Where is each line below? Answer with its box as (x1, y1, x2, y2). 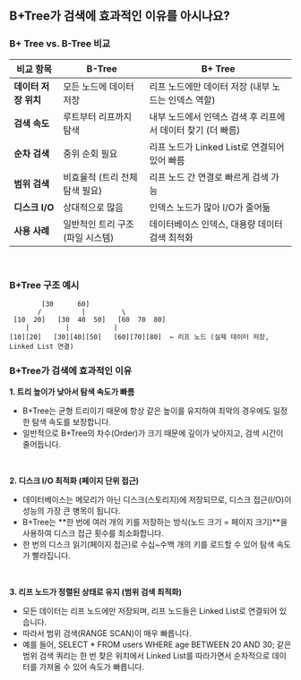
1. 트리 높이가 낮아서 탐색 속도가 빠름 (9, 387, 135, 397)
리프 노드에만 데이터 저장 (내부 (149, 80, 271, 92)
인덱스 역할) (168, 93, 216, 106)
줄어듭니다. (21, 439, 62, 450)
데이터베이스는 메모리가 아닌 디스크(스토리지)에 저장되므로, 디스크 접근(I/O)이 (21, 495, 292, 506)
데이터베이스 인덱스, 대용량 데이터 (149, 217, 283, 230)
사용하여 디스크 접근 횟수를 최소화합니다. (21, 528, 164, 539)
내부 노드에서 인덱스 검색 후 (149, 110, 258, 123)
